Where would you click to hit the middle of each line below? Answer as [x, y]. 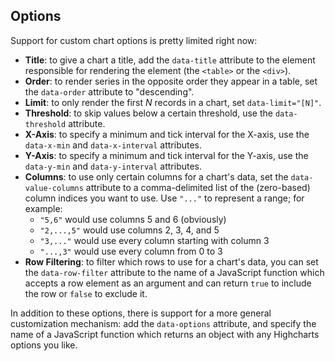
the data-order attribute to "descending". [109, 91]
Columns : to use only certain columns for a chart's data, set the [156, 176]
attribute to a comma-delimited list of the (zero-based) [198, 187]
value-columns [54, 188]
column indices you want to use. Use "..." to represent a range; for [164, 198]
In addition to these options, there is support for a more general [141, 313]
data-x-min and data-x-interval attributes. [113, 145]
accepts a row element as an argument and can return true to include [168, 283]
